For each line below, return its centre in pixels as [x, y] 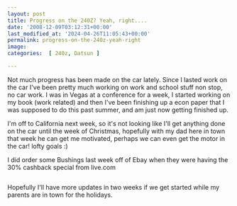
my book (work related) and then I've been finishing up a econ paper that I [116, 102]
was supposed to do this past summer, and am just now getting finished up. [118, 110]
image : [17, 47]
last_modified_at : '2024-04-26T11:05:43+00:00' [79, 34]
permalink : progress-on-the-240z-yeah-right [74, 40]
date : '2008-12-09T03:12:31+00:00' [60, 27]
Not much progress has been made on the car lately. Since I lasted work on [117, 79]
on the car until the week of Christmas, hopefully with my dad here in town [116, 131]
